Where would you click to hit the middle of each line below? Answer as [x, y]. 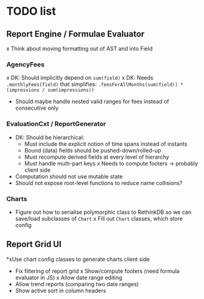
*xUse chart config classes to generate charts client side [78, 259]
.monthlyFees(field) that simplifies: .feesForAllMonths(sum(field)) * [95, 85]
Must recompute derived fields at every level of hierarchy [97, 157]
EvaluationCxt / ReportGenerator [56, 124]
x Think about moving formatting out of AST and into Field [80, 48]
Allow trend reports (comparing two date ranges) [77, 284]
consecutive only [37, 108]
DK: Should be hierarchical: [50, 137]
